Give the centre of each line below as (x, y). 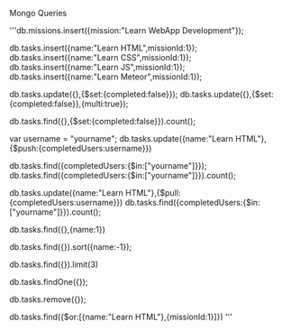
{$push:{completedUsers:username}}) (81, 148)
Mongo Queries (38, 13)
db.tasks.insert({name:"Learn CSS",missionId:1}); (100, 57)
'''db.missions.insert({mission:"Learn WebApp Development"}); (127, 30)
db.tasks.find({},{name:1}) (58, 230)
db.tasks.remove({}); (48, 299)
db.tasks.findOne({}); (49, 282)
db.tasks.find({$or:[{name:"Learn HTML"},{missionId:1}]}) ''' (121, 317)
